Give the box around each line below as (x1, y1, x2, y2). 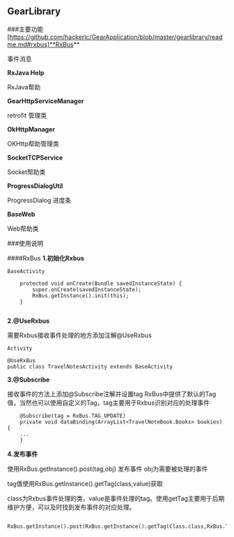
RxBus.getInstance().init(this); (32, 292, 130, 299)
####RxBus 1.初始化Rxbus (7, 254, 85, 262)
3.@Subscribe (7, 375, 50, 384)
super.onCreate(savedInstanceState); (32, 286, 141, 293)
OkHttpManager (7, 125, 56, 133)
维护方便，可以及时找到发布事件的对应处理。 (7, 503, 136, 511)
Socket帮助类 (7, 167, 46, 176)
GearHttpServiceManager (7, 97, 84, 105)
